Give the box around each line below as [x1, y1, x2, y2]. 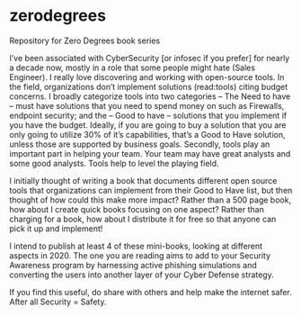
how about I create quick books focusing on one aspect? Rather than [9, 203, 265, 214]
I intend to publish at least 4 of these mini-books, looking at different [9, 240, 263, 251]
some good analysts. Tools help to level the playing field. [9, 158, 219, 168]
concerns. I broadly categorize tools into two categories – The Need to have [9, 91, 291, 102]
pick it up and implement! [9, 222, 103, 234]
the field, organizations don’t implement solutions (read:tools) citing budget [9, 81, 288, 92]
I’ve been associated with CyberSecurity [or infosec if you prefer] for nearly [9, 52, 290, 63]
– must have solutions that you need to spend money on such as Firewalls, [9, 100, 285, 111]
